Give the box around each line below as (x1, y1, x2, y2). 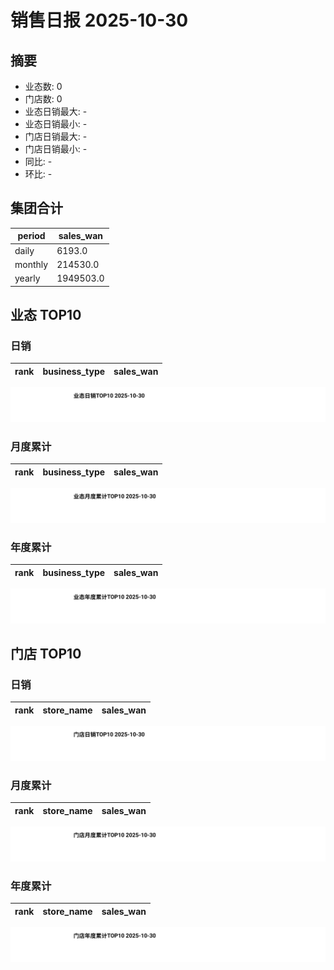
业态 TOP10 (10, 306, 82, 323)
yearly (14, 272, 41, 285)
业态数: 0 (24, 81, 63, 92)
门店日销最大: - (24, 131, 88, 142)
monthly (14, 258, 49, 270)
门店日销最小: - (24, 143, 88, 155)
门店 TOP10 (10, 646, 82, 663)
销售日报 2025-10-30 (10, 9, 189, 32)
